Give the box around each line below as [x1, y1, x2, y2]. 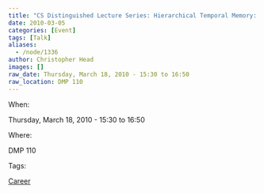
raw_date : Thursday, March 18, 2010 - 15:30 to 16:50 [8, 70, 190, 78]
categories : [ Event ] [8, 26, 77, 34]
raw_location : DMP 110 [8, 78, 83, 85]
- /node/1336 [15, 48, 59, 56]
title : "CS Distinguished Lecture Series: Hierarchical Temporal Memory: [8, 11, 258, 20]
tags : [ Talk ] [8, 33, 52, 42]
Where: [8, 130, 33, 139]
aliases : [8, 41, 37, 49]
